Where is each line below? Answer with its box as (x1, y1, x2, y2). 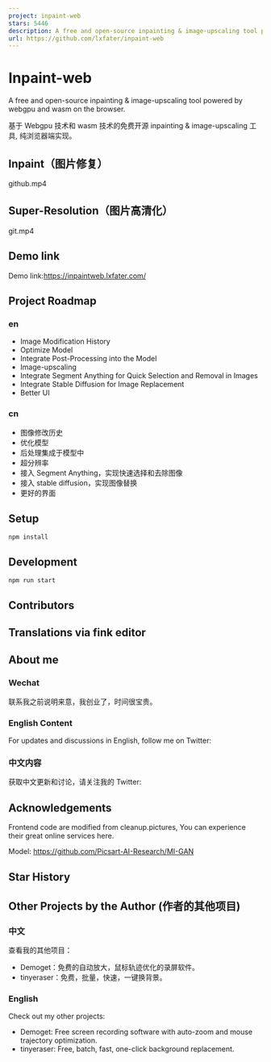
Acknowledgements (8, 801, 112, 814)
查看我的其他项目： (8, 945, 73, 956)
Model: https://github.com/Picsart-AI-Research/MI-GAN (8, 847, 194, 856)
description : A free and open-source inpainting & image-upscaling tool (8, 27, 258, 35)
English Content (8, 717, 73, 728)
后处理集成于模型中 (19, 448, 85, 457)
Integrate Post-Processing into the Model (19, 354, 157, 364)
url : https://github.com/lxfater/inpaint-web (8, 34, 164, 43)
